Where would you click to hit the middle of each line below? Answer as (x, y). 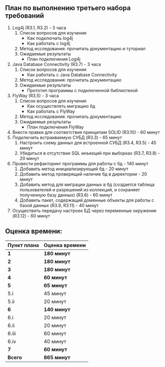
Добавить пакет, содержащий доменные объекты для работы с (87, 200)
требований (25, 16)
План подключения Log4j (54, 59)
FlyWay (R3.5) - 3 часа (35, 95)
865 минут (57, 357)
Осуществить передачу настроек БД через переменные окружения (84, 211)
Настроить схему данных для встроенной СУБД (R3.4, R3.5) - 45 (88, 143)
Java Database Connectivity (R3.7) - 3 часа (56, 64)
